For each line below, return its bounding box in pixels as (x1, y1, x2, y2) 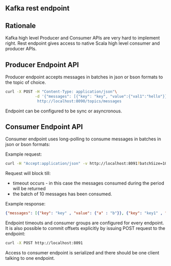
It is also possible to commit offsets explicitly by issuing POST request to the (5, 225, 165, 231)
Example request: (5, 151, 42, 157)
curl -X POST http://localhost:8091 (5, 241, 83, 246)
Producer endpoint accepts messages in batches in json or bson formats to (5, 74, 163, 80)
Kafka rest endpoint (5, 4, 70, 13)
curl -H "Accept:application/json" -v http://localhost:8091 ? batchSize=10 (5, 161, 167, 166)
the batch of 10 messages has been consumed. (12, 191, 112, 197)
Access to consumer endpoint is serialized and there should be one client (5, 250, 159, 256)
